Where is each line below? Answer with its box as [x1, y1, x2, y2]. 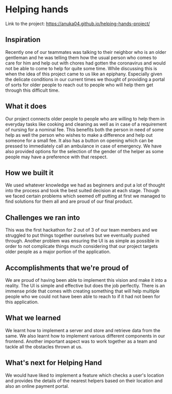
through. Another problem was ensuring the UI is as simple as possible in [5, 238, 160, 244]
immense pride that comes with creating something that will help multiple [5, 288, 160, 294]
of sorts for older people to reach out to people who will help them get [5, 81, 154, 88]
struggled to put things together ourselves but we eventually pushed [5, 232, 150, 239]
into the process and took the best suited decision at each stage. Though [5, 188, 160, 194]
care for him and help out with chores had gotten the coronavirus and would [5, 60, 166, 66]
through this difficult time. [5, 87, 60, 93]
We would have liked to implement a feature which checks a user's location [5, 372, 164, 378]
